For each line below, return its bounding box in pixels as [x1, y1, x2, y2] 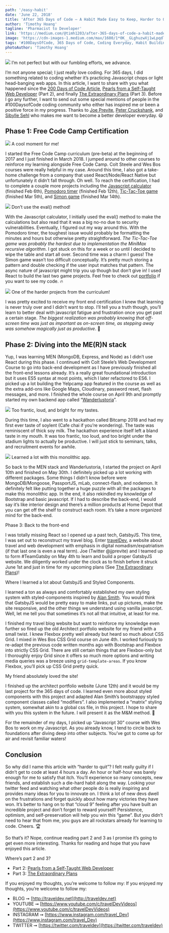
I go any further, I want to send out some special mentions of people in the [5, 96, 159, 102]
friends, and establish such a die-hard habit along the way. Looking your [5, 780, 155, 786]
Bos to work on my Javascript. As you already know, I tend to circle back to [5, 725, 161, 731]
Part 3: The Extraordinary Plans [12, 870, 78, 877]
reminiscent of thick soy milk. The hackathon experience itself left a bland [5, 428, 158, 434]
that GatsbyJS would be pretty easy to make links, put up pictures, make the [5, 600, 163, 606]
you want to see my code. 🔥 [5, 278, 63, 285]
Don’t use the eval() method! [11, 204, 70, 210]
